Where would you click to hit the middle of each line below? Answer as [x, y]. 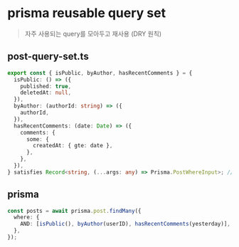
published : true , [46, 86]
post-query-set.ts [48, 57]
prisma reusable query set [86, 13]
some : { [38, 139]
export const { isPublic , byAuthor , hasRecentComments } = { [100, 73]
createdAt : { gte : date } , [73, 146]
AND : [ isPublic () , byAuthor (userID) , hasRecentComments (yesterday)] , [126, 224]
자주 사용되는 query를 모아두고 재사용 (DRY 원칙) [93, 33]
